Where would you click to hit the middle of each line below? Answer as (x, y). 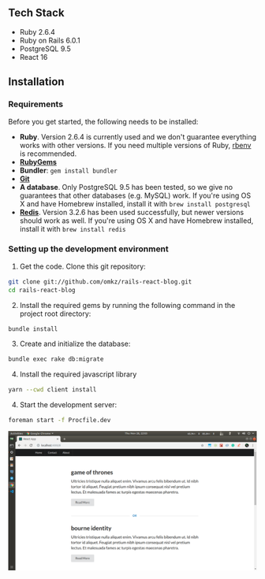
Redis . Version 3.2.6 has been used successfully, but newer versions (132, 212)
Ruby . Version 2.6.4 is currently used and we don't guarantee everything (138, 136)
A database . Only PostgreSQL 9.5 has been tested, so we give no (126, 187)
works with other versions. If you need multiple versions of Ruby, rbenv (135, 145)
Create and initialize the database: (75, 344)
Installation (36, 82)
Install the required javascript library (78, 374)
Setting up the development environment (89, 249)
